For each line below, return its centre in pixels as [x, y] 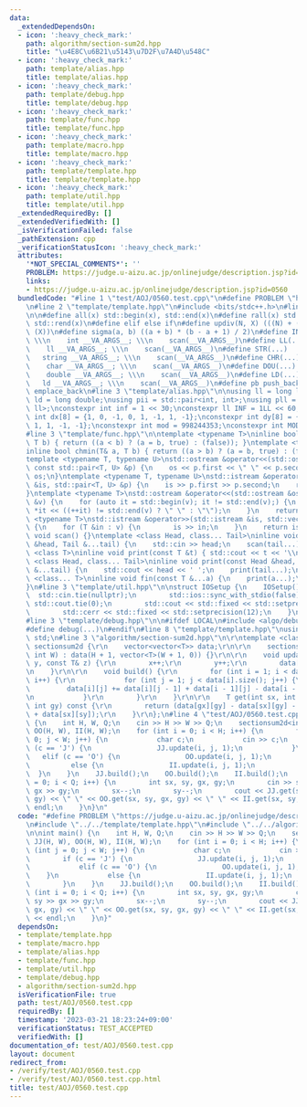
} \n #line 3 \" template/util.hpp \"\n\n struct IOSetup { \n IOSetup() [163, 587]
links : [38, 281]
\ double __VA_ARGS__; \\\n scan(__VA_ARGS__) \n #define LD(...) [163, 374]
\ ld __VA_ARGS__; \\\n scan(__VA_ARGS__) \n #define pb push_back [163, 383]
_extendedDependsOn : [57, 26]
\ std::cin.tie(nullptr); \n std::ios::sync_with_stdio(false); [165, 596]
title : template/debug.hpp [77, 103]
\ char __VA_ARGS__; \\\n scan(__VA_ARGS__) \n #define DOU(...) [161, 366]
